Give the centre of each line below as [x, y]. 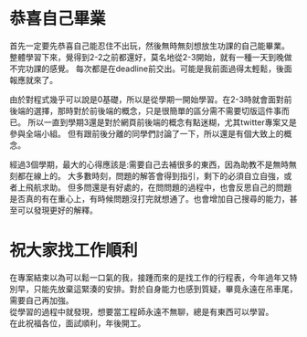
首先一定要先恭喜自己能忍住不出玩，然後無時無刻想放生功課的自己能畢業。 [149, 46]
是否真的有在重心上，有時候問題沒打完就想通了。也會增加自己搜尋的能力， [149, 198]
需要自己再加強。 [42, 300]
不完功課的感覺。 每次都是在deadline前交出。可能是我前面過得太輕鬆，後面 [151, 68]
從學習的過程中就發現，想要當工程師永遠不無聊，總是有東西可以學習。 [142, 311]
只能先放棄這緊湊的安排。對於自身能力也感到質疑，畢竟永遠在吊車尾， [165, 289]
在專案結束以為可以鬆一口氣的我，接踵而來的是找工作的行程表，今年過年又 [149, 277]
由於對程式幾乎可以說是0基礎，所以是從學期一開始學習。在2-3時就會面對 [147, 99]
